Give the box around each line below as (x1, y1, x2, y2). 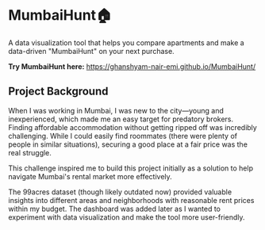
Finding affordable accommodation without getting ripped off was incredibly (8, 122, 258, 132)
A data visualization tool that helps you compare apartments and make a (8, 37, 244, 48)
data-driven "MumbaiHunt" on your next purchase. (8, 46, 175, 56)
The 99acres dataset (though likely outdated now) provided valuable (8, 187, 232, 197)
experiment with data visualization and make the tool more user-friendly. (8, 212, 245, 222)
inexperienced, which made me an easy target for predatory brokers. (8, 114, 234, 124)
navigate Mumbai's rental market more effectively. (8, 171, 172, 181)
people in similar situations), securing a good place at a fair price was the (8, 140, 248, 149)
